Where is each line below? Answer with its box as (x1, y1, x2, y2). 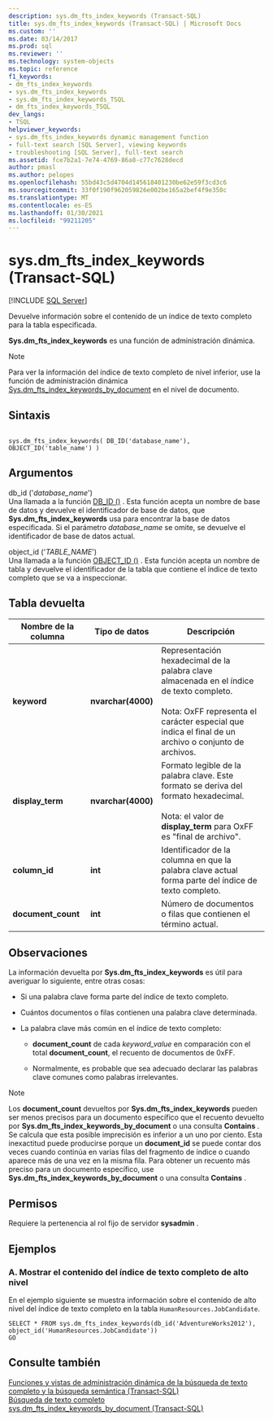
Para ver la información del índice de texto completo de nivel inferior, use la (8, 367, 262, 377)
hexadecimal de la (161, 655, 231, 666)
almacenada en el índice (161, 675, 254, 686)
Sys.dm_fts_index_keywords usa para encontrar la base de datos (8, 514, 231, 524)
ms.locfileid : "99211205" (8, 217, 96, 225)
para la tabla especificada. (8, 320, 97, 330)
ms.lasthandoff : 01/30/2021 (8, 208, 104, 217)
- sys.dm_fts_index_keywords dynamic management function (8, 133, 209, 141)
